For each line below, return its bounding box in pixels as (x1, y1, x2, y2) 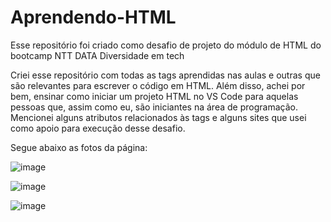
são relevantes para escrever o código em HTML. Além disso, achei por (10, 79, 306, 91)
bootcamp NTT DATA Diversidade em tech (10, 49, 185, 61)
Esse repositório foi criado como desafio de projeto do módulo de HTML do (10, 39, 322, 51)
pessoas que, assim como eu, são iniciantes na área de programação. (10, 101, 298, 113)
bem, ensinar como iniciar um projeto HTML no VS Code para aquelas (10, 90, 299, 102)
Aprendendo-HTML (10, 6, 177, 29)
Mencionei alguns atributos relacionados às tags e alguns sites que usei (10, 111, 307, 123)
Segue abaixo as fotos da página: (10, 141, 148, 153)
